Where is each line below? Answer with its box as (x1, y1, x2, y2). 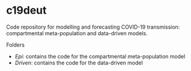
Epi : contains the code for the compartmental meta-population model (14, 53, 186, 60)
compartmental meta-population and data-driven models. (6, 29, 148, 36)
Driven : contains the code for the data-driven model (14, 59, 143, 66)
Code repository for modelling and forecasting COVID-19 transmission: (6, 23, 180, 30)
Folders (6, 41, 25, 48)
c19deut (6, 4, 47, 17)
